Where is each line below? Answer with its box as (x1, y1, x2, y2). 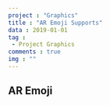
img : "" (8, 56, 37, 63)
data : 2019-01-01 (8, 26, 68, 34)
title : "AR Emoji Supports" (8, 19, 103, 27)
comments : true (8, 48, 61, 56)
